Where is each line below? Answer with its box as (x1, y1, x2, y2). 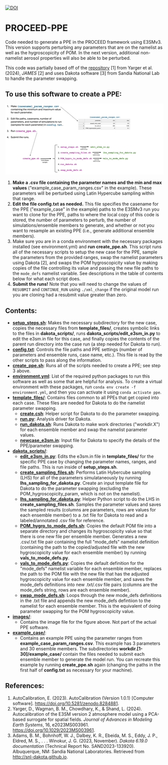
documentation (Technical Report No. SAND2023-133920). (12, 743, 135, 749)
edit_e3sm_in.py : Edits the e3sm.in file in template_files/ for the (20, 453, 154, 459)
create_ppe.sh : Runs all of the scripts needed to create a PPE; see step (12, 362, 160, 368)
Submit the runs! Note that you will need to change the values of (12, 281, 147, 287)
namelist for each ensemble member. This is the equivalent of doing (20, 603, 160, 609)
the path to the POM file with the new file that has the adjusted (20, 571, 149, 577)
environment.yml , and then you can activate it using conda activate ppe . (12, 389, 162, 395)
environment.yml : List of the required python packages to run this (12, 373, 150, 379)
